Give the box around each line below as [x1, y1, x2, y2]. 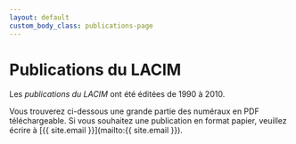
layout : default [9, 12, 70, 22]
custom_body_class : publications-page [9, 21, 153, 30]
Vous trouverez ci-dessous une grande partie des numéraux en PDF [9, 106, 260, 116]
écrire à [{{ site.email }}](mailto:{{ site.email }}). [9, 125, 183, 136]
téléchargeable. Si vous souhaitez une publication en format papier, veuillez [9, 116, 287, 126]
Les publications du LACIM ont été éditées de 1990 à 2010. [9, 89, 226, 100]
